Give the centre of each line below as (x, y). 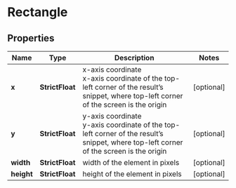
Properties (31, 38)
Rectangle (38, 12)
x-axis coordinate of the (123, 78)
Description (134, 58)
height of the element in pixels (132, 174)
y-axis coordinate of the (123, 125)
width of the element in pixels (131, 162)
